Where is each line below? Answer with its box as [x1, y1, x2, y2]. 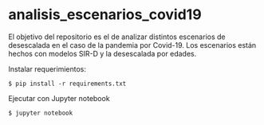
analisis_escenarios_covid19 [8, 6, 202, 24]
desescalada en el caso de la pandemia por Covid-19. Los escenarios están [8, 40, 257, 49]
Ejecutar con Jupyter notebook [8, 93, 110, 103]
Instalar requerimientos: [8, 64, 86, 73]
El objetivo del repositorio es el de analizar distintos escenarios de [8, 32, 226, 41]
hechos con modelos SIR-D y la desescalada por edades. [8, 49, 197, 58]
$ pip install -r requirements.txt [8, 80, 127, 88]
